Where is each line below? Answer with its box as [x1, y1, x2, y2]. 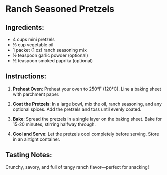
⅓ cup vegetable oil [12, 42, 54, 48]
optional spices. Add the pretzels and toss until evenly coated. [12, 106, 142, 112]
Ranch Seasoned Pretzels [5, 3, 115, 15]
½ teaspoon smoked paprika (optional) [12, 58, 93, 63]
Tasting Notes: [5, 151, 52, 159]
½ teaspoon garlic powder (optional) [12, 52, 88, 58]
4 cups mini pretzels [12, 36, 55, 42]
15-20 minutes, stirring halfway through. [12, 121, 96, 127]
